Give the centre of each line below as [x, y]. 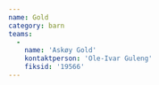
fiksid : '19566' [55, 67]
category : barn [37, 26]
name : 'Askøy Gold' [61, 50]
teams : [21, 34]
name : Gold [29, 17]
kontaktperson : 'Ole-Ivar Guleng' [88, 58]
